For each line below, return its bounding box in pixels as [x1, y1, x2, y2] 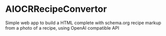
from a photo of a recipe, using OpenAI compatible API [5, 25, 119, 31]
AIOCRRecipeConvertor [5, 3, 107, 15]
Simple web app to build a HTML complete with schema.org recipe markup [5, 20, 161, 26]
